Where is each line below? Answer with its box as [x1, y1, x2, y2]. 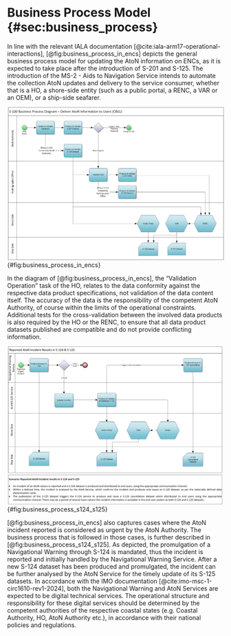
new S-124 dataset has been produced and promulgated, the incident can [7, 562, 217, 571]
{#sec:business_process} [7, 19, 158, 35]
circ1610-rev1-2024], [7, 584, 66, 593]
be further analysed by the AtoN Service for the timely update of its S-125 [7, 570, 216, 578]
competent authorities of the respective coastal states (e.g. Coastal [7, 606, 198, 615]
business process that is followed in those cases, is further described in [7, 533, 211, 542]
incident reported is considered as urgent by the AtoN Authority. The [7, 526, 201, 534]
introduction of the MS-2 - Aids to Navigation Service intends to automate [7, 71, 217, 80]
